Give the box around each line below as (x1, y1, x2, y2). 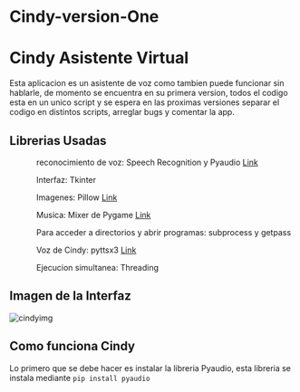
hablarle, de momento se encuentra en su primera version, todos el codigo (9, 88, 288, 99)
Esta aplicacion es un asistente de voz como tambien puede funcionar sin (9, 78, 285, 89)
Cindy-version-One (9, 6, 160, 27)
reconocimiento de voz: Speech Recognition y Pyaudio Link (35, 157, 258, 167)
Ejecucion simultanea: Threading (35, 262, 159, 272)
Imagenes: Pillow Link (35, 192, 118, 203)
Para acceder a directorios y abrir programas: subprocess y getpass (35, 226, 292, 237)
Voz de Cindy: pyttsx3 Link (35, 244, 137, 255)
